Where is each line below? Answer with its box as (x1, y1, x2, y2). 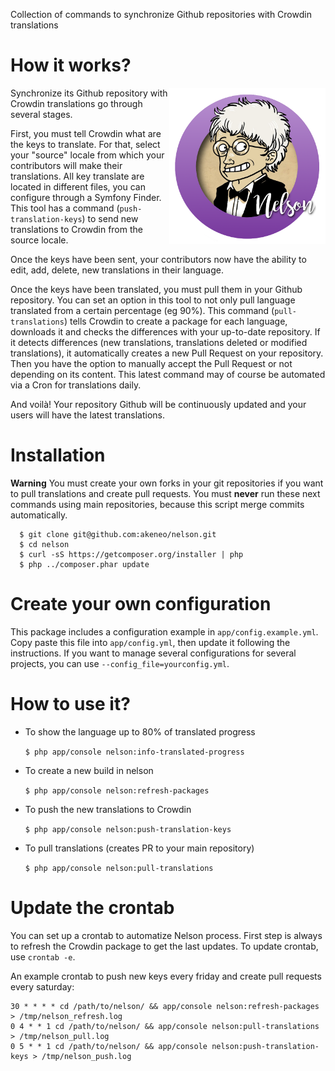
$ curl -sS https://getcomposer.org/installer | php (19, 549, 244, 559)
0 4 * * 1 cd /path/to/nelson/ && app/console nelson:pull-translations (10, 1021, 320, 1031)
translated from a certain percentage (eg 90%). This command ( (10, 304, 275, 316)
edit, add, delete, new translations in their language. (10, 264, 224, 276)
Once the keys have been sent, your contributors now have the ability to (10, 253, 307, 265)
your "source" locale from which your (10, 149, 165, 161)
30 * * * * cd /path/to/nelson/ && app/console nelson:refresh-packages (10, 1001, 320, 1011)
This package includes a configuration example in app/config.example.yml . (10, 625, 319, 638)
